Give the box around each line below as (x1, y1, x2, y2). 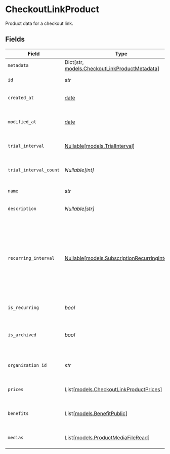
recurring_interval (8, 255, 55, 261)
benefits (8, 410, 29, 416)
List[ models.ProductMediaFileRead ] (64, 434, 150, 441)
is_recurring (8, 304, 39, 310)
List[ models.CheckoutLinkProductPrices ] (64, 386, 163, 393)
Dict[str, (64, 58, 84, 65)
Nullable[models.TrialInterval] (64, 142, 135, 149)
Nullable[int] (64, 166, 95, 173)
